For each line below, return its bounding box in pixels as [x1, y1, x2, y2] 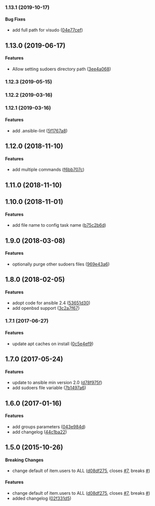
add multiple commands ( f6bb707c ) [12, 167, 85, 173]
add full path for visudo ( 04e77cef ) [12, 27, 83, 33]
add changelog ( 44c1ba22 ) [12, 429, 67, 435]
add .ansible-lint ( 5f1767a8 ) [12, 127, 68, 134]
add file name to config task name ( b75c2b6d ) [12, 222, 106, 228]
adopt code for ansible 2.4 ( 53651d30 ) [12, 300, 91, 306]
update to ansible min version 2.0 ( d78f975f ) [12, 380, 103, 386]
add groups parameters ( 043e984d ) [12, 423, 86, 429]
